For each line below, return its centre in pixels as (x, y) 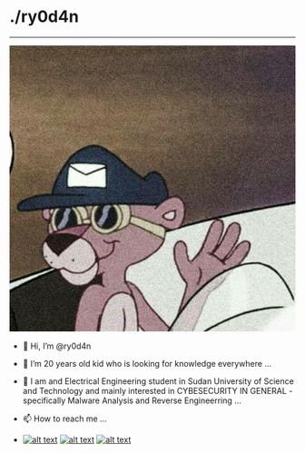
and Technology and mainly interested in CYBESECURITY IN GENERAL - (157, 390)
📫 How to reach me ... (64, 419)
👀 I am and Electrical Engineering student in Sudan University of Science (158, 381)
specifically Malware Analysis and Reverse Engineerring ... (132, 400)
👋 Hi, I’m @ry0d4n (57, 346)
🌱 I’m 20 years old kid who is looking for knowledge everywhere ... (147, 363)
